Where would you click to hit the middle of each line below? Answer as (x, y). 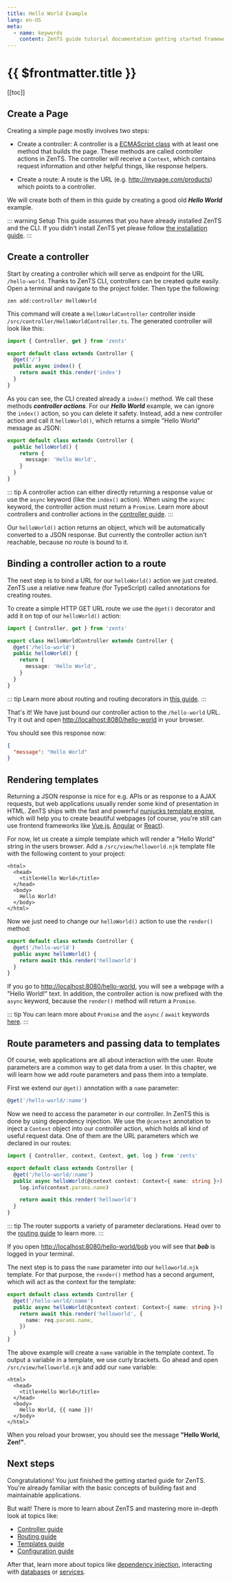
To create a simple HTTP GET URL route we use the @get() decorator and (111, 608)
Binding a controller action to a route (87, 564)
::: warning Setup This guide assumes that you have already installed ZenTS (114, 221)
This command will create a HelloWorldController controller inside (101, 314)
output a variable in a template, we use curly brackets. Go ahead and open (113, 1360)
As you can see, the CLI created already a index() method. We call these (110, 398)
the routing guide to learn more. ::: (56, 1233)
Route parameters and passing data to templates (113, 1043)
